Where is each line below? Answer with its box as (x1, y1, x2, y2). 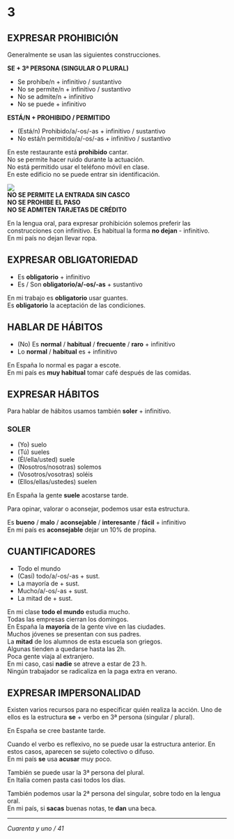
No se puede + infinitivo (17, 100, 86, 108)
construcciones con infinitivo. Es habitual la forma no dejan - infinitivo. (7, 226, 210, 235)
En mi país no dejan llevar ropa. (7, 234, 97, 242)
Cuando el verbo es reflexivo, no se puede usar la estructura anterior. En (7, 740, 216, 748)
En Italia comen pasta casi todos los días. (7, 776, 126, 785)
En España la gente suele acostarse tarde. (7, 490, 129, 499)
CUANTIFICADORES (7, 546, 96, 557)
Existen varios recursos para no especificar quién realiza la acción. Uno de (7, 706, 222, 714)
